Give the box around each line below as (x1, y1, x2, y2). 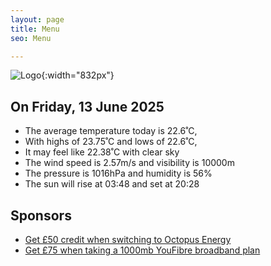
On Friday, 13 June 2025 (10, 98, 165, 115)
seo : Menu (10, 33, 52, 43)
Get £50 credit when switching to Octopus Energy (24, 234, 232, 245)
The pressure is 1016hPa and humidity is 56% (24, 167, 213, 180)
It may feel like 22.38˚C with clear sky (24, 146, 180, 158)
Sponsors (10, 207, 72, 224)
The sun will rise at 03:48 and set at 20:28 (24, 178, 200, 190)
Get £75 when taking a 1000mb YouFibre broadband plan (24, 244, 261, 256)
